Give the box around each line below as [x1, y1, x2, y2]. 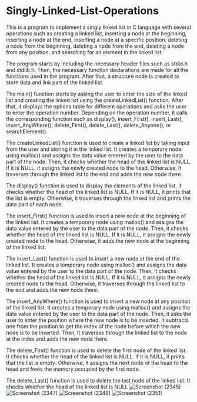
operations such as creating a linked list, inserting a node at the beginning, [6, 29, 187, 37]
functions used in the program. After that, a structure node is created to [6, 73, 179, 80]
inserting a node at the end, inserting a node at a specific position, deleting [6, 36, 188, 43]
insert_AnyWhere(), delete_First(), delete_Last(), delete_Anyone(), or [6, 121, 172, 128]
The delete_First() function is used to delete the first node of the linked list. [6, 347, 187, 354]
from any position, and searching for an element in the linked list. [6, 48, 163, 55]
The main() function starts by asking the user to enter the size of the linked [6, 90, 188, 97]
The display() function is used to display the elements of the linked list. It [6, 182, 182, 189]
